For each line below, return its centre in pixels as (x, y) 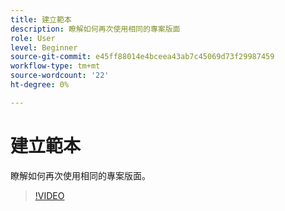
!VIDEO (49, 195)
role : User (33, 38)
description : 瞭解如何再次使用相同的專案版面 (95, 29)
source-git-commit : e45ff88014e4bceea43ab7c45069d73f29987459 (142, 57)
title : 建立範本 (41, 19)
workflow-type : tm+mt (55, 66)
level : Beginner (44, 47)
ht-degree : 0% (40, 85)
